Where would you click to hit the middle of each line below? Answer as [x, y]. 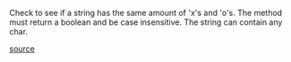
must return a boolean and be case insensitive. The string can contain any [146, 22]
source [22, 49]
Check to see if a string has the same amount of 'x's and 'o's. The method [146, 13]
